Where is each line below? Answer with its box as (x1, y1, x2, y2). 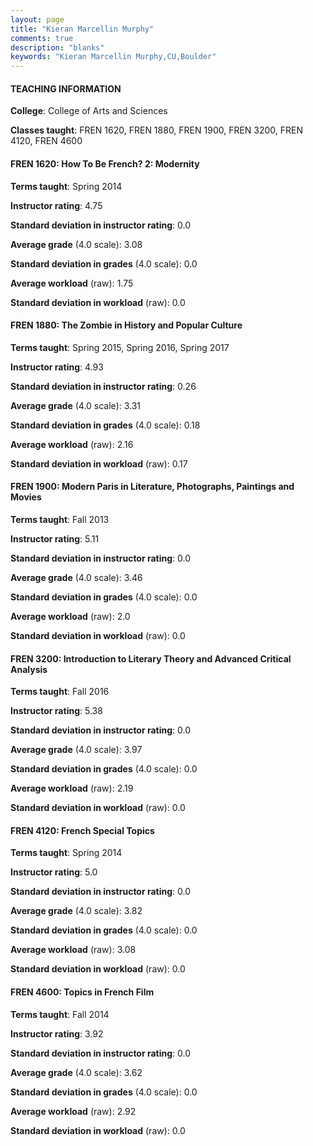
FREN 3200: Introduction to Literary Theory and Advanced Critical (10, 652, 292, 665)
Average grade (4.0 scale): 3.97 (10, 744, 143, 756)
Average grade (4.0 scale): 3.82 (10, 905, 143, 917)
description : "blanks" (10, 42, 105, 53)
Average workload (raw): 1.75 (10, 277, 134, 289)
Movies (10, 491, 42, 503)
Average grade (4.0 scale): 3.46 (10, 571, 143, 583)
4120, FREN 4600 (10, 135, 83, 147)
